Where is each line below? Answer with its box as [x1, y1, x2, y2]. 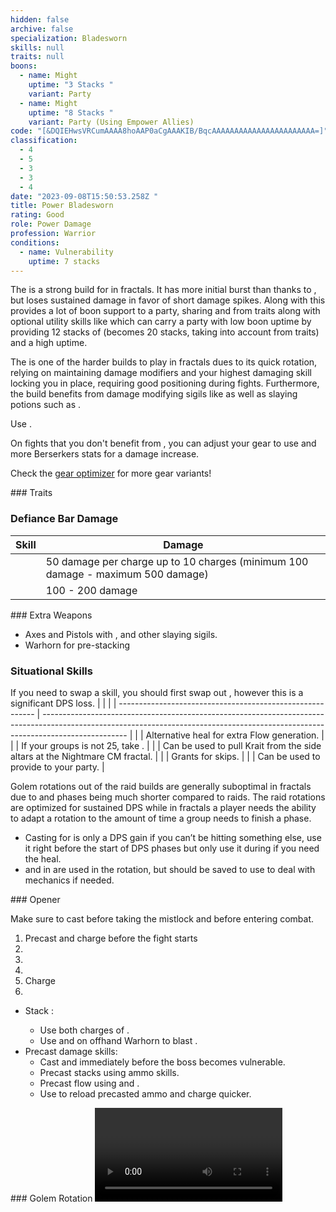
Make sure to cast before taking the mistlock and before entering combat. [10, 912, 315, 925]
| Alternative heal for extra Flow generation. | [139, 729, 325, 741]
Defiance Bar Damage [10, 512, 119, 526]
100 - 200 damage [45, 583, 138, 597]
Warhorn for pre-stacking [24, 639, 131, 651]
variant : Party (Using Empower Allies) [28, 117, 195, 127]
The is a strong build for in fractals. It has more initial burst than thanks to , [10, 284, 317, 296]
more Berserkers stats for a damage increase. [10, 448, 200, 460]
